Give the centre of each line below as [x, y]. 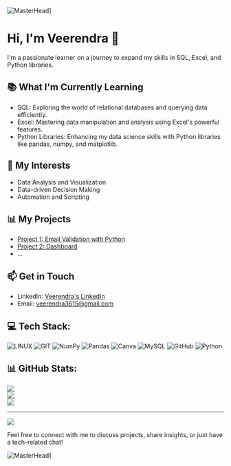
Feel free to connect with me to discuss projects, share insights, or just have [115, 434]
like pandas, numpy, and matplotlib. [67, 144]
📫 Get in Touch [41, 276]
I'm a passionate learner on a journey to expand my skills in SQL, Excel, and [114, 57]
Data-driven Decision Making [58, 189]
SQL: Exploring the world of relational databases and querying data [112, 107]
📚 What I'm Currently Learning [75, 87]
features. [30, 129]
